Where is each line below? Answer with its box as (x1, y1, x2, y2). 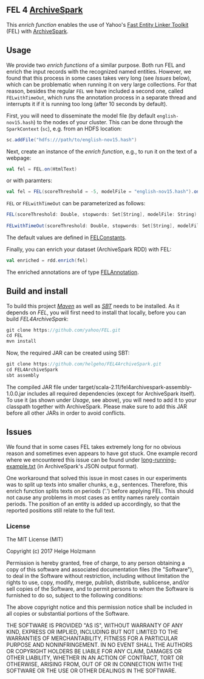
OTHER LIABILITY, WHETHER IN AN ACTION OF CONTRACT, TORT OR (6, 654, 183, 661)
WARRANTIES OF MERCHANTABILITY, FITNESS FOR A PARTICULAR (6, 635, 178, 642)
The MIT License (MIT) (6, 535, 64, 543)
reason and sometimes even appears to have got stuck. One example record (6, 449, 198, 457)
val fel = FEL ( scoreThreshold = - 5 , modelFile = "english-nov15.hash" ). (6, 189, 194, 195)
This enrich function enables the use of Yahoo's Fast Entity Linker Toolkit (6, 21, 189, 28)
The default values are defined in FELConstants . (6, 234, 127, 241)
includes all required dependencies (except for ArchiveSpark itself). (27, 390, 196, 397)
